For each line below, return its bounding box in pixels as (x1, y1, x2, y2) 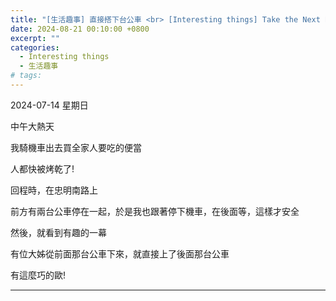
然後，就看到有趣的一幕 (10, 226, 107, 238)
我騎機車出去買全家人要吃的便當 (10, 141, 142, 153)
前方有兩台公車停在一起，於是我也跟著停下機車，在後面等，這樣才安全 (10, 205, 300, 217)
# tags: (10, 71, 43, 81)
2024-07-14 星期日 (10, 99, 89, 111)
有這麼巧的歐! (10, 269, 67, 281)
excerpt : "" (10, 33, 60, 43)
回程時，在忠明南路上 (10, 184, 98, 196)
